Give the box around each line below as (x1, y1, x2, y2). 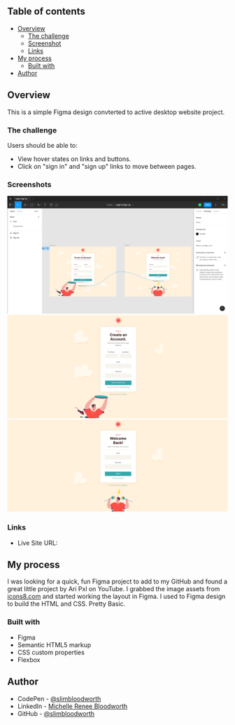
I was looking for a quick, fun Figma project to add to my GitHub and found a (7, 577, 228, 586)
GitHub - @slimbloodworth (17, 709, 95, 717)
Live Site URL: (17, 539, 58, 547)
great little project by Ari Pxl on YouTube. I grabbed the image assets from (7, 585, 220, 593)
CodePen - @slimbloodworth (17, 694, 101, 703)
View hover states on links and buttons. (17, 154, 131, 163)
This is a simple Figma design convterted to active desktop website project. (7, 108, 225, 116)
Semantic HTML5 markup (17, 640, 92, 649)
